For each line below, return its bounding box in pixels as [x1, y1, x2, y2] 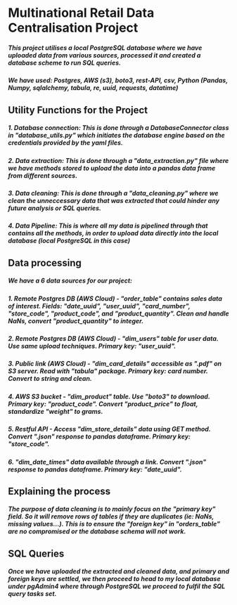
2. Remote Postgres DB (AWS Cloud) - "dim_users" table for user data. [8, 334, 219, 342]
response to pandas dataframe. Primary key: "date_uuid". [8, 465, 182, 474]
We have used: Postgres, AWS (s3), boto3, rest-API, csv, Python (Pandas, [8, 76, 228, 85]
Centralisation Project [8, 20, 139, 36]
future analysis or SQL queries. [8, 204, 101, 212]
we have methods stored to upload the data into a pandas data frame [8, 164, 216, 172]
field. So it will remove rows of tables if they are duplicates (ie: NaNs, [8, 512, 214, 521]
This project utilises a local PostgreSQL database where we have [8, 44, 203, 52]
